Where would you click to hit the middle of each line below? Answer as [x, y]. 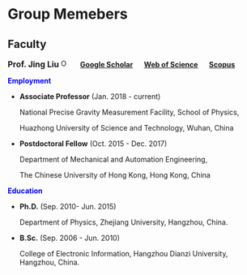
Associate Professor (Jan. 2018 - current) [90, 97]
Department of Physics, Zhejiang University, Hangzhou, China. [123, 222]
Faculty [27, 44]
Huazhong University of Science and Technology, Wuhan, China [126, 128]
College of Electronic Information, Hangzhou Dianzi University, [123, 254]
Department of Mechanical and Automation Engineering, [113, 159]
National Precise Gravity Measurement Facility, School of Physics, [129, 112]
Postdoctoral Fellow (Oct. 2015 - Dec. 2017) [93, 144]
